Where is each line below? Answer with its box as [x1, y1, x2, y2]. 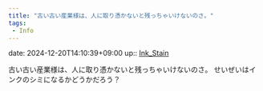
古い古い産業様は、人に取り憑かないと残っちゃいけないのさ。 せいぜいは [8, 65, 249, 74]
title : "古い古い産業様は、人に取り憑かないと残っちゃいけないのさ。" [8, 11, 214, 20]
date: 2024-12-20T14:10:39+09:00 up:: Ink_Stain [8, 49, 169, 58]
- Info [11, 26, 34, 34]
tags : [8, 19, 26, 27]
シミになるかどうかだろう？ [29, 75, 121, 85]
